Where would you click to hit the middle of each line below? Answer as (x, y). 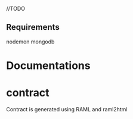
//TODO (16, 9)
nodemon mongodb (30, 42)
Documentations (48, 65)
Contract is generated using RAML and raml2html (67, 109)
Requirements (33, 27)
